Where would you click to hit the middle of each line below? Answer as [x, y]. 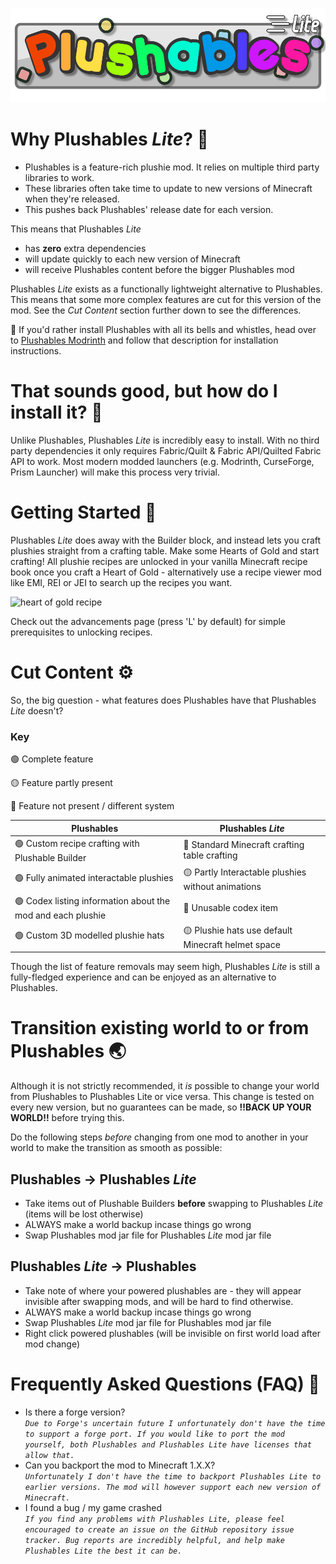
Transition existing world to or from [160, 1028]
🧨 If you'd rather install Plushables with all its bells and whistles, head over [163, 330]
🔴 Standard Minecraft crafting [244, 845]
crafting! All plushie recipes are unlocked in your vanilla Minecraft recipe [159, 561]
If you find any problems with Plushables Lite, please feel [155, 1519]
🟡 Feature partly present [61, 783]
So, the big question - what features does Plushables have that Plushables [163, 700]
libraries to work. [59, 178]
